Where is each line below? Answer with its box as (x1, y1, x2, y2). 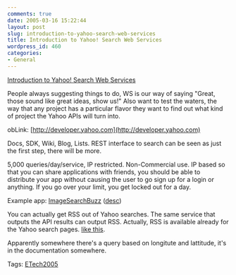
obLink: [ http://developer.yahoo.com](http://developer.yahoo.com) (7, 125, 201, 134)
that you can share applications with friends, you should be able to (7, 167, 201, 176)
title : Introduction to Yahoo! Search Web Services (7, 37, 162, 44)
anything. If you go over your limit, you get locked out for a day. (7, 183, 192, 191)
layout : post (7, 23, 46, 30)
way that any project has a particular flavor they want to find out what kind (7, 104, 223, 113)
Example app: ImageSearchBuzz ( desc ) (7, 196, 122, 204)
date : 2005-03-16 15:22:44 (7, 17, 87, 24)
